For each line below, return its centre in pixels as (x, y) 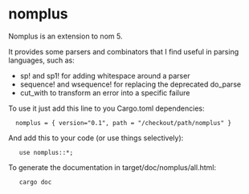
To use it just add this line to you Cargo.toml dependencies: (106, 108)
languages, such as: (41, 60)
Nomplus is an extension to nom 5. (65, 36)
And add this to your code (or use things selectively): (96, 138)
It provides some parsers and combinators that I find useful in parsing (124, 51)
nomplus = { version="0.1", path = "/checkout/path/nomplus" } (123, 123)
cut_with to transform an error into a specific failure (105, 92)
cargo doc (35, 182)
